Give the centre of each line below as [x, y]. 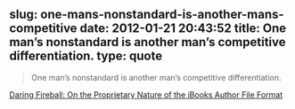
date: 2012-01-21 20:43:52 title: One [183, 29]
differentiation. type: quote [86, 56]
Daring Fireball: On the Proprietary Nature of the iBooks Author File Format [146, 94]
